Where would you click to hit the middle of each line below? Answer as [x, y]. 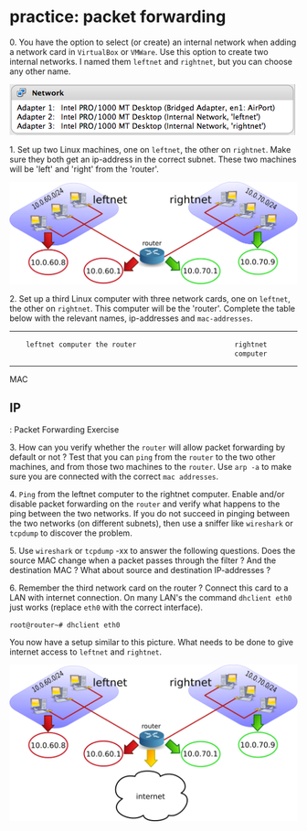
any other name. [40, 71]
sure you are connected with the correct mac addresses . [114, 476]
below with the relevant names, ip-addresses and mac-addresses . [131, 318]
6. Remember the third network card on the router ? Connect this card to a [149, 588]
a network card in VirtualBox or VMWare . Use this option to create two [139, 51]
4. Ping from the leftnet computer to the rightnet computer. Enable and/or [147, 495]
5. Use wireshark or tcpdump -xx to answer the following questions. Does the [153, 551]
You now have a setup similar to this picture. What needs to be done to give [152, 643]
